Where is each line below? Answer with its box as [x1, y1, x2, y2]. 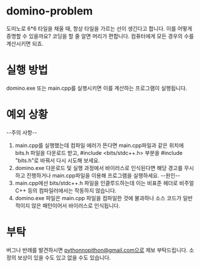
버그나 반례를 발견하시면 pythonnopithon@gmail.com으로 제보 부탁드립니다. [6, 246, 188, 254]
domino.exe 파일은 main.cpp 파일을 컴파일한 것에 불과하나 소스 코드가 [15, 194, 182, 201]
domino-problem [6, 4, 93, 18]
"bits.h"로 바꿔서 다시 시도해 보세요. [15, 157, 100, 164]
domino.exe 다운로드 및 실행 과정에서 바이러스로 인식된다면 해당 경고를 [15, 164, 183, 171]
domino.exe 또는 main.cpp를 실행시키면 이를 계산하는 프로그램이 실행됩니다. [6, 84, 187, 92]
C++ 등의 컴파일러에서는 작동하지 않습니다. [15, 187, 117, 194]
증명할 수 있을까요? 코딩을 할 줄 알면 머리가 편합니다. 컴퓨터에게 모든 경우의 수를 [6, 32, 195, 40]
